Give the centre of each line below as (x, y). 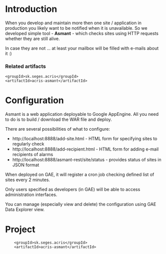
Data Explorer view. (25, 209)
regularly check (28, 144)
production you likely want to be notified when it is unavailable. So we (76, 28)
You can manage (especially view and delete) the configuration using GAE (81, 204)
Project (20, 229)
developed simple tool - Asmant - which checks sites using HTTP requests (82, 33)
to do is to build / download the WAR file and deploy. (59, 119)
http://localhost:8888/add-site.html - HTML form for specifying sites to (85, 139)
